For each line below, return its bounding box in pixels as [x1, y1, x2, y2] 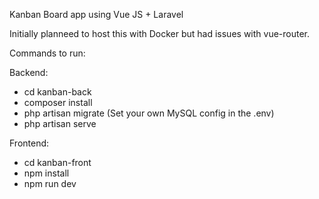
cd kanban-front [23, 157, 92, 168]
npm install [23, 167, 70, 179]
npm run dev [23, 178, 77, 189]
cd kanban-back [23, 86, 92, 98]
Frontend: [9, 137, 50, 149]
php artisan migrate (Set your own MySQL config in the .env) [23, 107, 275, 119]
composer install [23, 97, 93, 108]
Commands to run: [9, 47, 86, 59]
